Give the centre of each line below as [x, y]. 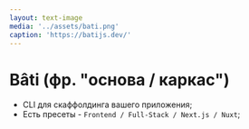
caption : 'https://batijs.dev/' [70, 35]
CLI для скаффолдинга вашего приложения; [107, 104]
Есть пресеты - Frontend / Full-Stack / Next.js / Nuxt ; [131, 114]
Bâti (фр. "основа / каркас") [120, 79]
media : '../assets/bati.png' [64, 26]
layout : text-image [46, 18]
